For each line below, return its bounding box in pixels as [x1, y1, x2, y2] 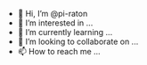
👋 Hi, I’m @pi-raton [17, 9, 88, 18]
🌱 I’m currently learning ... [17, 27, 113, 37]
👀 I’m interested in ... [17, 18, 94, 28]
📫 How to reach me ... [17, 47, 101, 56]
